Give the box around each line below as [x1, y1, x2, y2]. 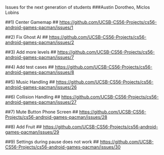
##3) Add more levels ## [5, 49, 56, 55]
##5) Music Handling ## [5, 79, 55, 85]
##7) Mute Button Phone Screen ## [5, 109, 78, 115]
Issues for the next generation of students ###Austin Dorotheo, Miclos [5, 4, 151, 10]
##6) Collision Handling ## [5, 94, 61, 100]
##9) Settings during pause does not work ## [5, 139, 99, 145]
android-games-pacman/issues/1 [5, 24, 73, 30]
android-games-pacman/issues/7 [5, 54, 74, 60]
